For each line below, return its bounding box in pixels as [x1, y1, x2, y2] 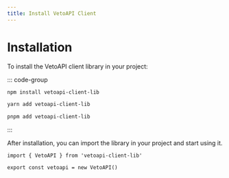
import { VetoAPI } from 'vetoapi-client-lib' [7, 152, 143, 160]
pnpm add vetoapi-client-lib [7, 114, 91, 120]
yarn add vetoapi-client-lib [7, 101, 91, 108]
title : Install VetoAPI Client [7, 10, 97, 17]
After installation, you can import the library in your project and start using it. [7, 139, 223, 147]
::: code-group [7, 75, 48, 84]
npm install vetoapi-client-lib [7, 88, 99, 96]
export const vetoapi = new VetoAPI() [7, 164, 118, 171]
